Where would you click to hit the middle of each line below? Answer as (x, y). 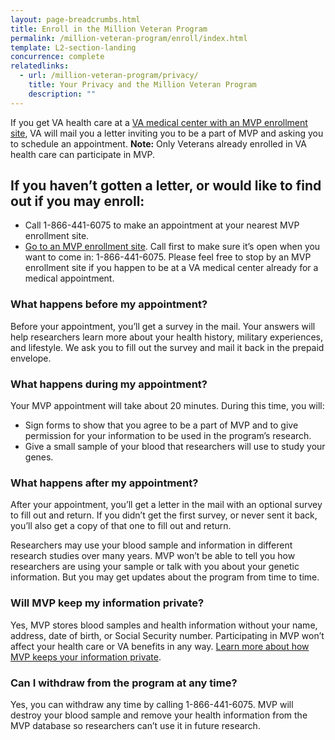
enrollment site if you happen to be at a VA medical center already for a (171, 268)
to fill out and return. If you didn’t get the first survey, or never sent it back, (164, 515)
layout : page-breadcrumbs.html (75, 19)
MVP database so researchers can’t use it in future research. (135, 725)
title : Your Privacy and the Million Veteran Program (142, 85)
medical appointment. (69, 278)
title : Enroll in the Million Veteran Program (109, 29)
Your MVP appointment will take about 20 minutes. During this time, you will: (167, 406)
